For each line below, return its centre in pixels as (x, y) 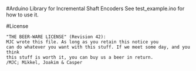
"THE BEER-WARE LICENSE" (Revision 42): (56, 37)
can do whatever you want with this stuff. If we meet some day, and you (98, 47)
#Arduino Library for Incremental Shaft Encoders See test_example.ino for (95, 9)
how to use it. (23, 15)
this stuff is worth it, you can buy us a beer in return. (80, 58)
